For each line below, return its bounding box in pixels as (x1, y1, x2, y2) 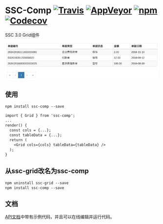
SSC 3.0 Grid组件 (5, 32, 40, 38)
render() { (5, 123, 27, 128)
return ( (9, 138, 27, 143)
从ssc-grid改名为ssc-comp (5, 166, 89, 175)
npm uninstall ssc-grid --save (5, 181, 69, 185)
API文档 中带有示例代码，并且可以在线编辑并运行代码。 (5, 214, 115, 220)
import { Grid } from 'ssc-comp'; (5, 113, 76, 118)
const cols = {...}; (9, 128, 51, 133)
